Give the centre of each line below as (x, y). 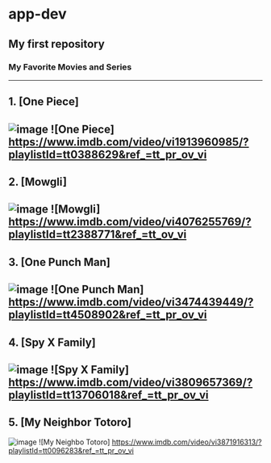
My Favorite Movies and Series (70, 67)
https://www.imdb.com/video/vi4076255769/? (130, 222)
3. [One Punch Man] (60, 262)
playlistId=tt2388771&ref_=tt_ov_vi (98, 235)
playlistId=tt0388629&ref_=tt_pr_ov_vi (108, 154)
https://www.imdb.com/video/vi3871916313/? (187, 442)
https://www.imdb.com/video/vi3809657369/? (131, 382)
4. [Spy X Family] (52, 342)
